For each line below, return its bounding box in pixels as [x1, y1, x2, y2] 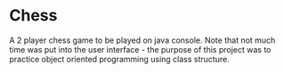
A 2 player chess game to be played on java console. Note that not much [9, 35, 276, 45]
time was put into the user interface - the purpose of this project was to [9, 44, 272, 54]
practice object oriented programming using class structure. [9, 53, 230, 64]
